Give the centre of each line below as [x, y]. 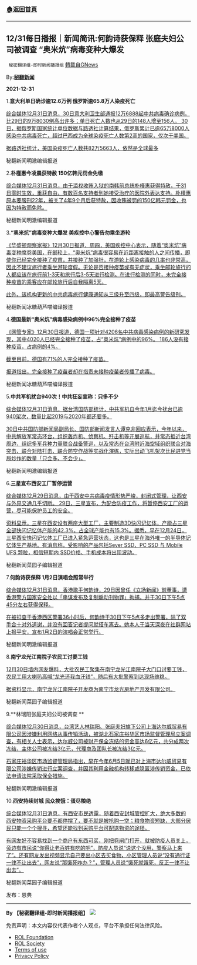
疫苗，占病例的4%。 [36, 347]
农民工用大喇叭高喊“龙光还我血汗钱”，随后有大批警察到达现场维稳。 [88, 677]
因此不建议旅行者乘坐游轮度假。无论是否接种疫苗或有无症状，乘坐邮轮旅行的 [98, 267]
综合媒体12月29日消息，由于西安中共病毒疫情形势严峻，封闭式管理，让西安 [97, 496]
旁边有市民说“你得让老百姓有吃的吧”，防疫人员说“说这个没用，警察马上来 [94, 848]
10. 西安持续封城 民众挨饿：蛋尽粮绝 [49, 801]
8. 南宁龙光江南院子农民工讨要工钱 [47, 657]
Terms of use [30, 950]
